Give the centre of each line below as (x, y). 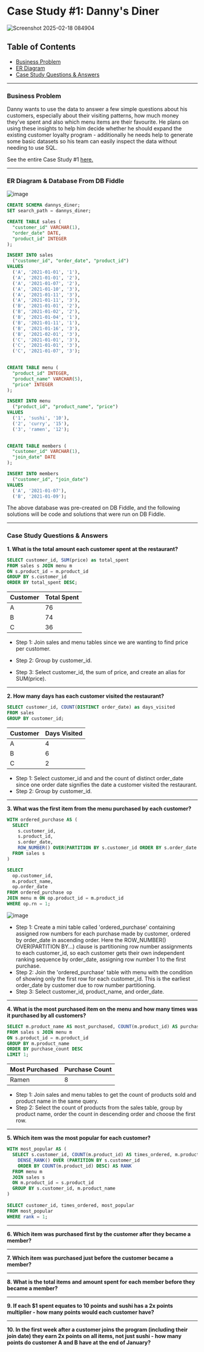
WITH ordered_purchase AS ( (42, 820)
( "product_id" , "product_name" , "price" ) (65, 407)
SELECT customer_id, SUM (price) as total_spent (68, 560)
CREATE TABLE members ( (37, 446)
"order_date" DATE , (37, 233)
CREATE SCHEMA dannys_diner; (44, 205)
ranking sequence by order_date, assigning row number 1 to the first (101, 959)
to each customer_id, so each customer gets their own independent (100, 952)
